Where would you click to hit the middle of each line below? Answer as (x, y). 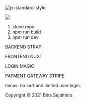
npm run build (27, 32)
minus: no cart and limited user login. (43, 85)
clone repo (23, 27)
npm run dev (25, 37)
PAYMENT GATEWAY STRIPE (35, 76)
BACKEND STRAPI (24, 47)
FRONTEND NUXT (24, 56)
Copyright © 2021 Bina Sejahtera (39, 95)
